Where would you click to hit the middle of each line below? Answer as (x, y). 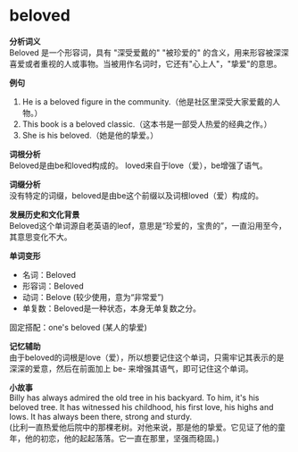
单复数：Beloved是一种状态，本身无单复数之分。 (111, 308)
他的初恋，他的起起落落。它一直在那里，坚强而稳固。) (122, 438)
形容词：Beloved (53, 286)
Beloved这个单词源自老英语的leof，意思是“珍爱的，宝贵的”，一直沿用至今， (148, 225)
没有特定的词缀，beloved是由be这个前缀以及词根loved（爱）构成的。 (137, 195)
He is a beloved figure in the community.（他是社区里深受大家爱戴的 (147, 101)
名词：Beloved (49, 274)
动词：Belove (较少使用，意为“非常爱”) (93, 297)
